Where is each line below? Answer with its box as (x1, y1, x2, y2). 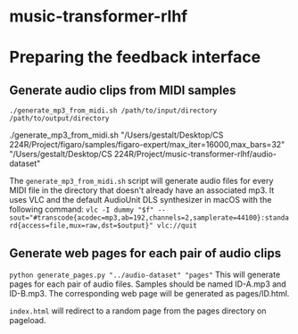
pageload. (9, 315, 46, 325)
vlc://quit (156, 221, 198, 230)
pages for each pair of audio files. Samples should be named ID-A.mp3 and (9, 279, 287, 289)
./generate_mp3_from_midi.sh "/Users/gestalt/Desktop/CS (9, 129, 224, 140)
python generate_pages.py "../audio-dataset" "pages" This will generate (9, 270, 281, 280)
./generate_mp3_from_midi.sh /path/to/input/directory (9, 106, 218, 115)
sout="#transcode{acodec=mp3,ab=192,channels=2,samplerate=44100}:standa (9, 213, 290, 222)
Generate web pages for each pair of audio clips (9, 246, 282, 261)
